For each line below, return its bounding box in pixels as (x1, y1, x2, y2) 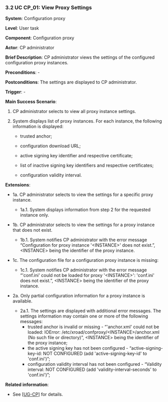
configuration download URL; (20, 143, 81, 149)
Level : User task (5, 25, 39, 31)
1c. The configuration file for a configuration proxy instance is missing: (12, 257, 159, 263)
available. (12, 298, 33, 304)
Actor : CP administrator (5, 45, 54, 51)
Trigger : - (5, 89, 26, 95)
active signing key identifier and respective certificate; (20, 153, 133, 159)
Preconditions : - (5, 69, 40, 75)
